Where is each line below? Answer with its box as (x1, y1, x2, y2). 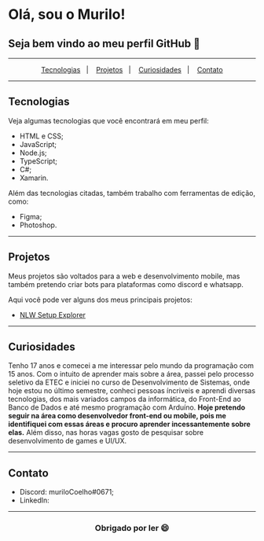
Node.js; (19, 148, 47, 157)
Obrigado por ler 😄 (94, 523, 170, 534)
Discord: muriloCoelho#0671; (19, 488, 114, 497)
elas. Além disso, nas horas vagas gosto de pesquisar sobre (8, 428, 204, 437)
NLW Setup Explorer (19, 310, 86, 319)
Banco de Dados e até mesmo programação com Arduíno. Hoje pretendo (8, 403, 246, 412)
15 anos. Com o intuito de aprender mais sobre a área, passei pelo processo (8, 370, 254, 379)
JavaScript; (19, 139, 57, 149)
